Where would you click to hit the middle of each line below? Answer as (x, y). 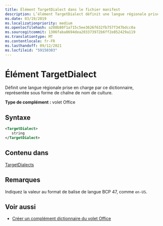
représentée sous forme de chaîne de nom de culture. (59, 93)
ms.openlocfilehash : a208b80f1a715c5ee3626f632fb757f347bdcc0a (70, 28)
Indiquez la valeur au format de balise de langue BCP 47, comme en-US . (76, 191)
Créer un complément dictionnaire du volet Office (62, 219)
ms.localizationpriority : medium (39, 23)
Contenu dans (27, 153)
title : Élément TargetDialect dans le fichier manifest (63, 9)
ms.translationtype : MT (29, 37)
